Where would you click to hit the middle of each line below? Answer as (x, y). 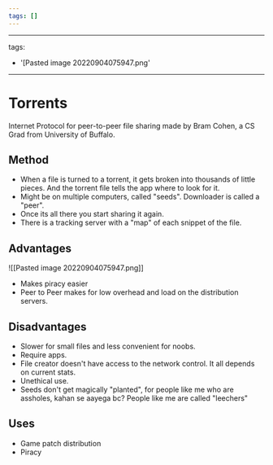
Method (29, 160)
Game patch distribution (61, 443)
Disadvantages (48, 327)
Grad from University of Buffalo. (62, 134)
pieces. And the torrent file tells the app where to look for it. (120, 188)
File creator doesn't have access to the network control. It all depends (137, 364)
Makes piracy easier (54, 284)
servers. (34, 301)
